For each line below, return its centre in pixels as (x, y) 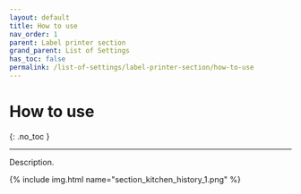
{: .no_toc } (30, 136)
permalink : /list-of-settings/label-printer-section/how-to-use (132, 68)
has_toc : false (38, 59)
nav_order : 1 (34, 34)
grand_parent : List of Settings (69, 51)
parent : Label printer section (68, 42)
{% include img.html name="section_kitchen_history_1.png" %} (125, 179)
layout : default (39, 17)
